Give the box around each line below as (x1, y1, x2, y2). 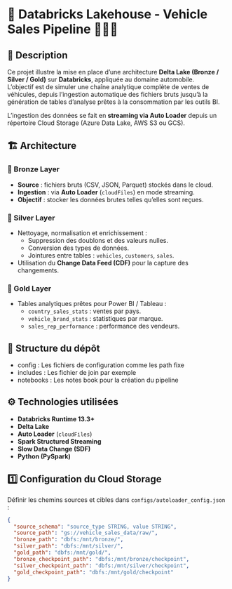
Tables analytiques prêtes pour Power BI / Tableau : (17, 300, 167, 308)
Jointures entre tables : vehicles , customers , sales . (27, 251, 175, 259)
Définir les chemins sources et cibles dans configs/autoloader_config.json (7, 495, 226, 504)
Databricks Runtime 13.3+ (17, 414, 95, 423)
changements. (17, 266, 60, 274)
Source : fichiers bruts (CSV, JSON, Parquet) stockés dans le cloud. (17, 180, 214, 189)
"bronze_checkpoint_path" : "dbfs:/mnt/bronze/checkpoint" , (13, 555, 190, 562)
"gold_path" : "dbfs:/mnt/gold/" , (13, 549, 111, 557)
